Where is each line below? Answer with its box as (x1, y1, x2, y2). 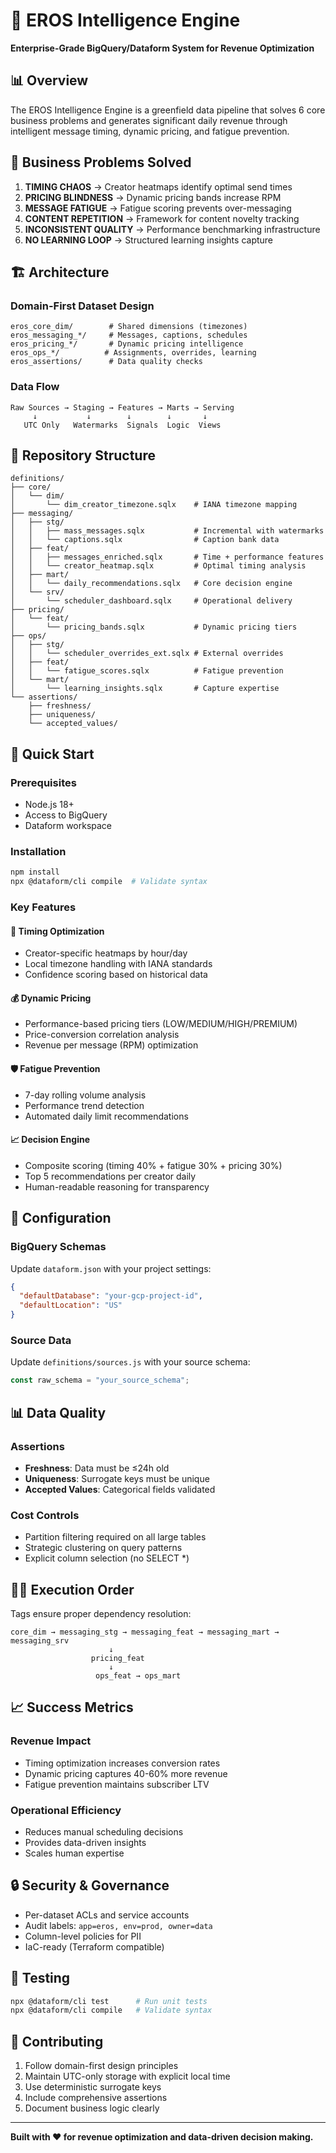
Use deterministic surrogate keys (24, 2081, 162, 2093)
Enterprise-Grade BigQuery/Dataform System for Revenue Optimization (10, 42, 315, 54)
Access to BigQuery (24, 809, 108, 821)
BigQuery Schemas (10, 1240, 107, 1254)
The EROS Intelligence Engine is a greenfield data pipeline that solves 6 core (10, 104, 326, 116)
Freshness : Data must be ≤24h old (24, 1462, 170, 1474)
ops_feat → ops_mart (95, 1670, 182, 1681)
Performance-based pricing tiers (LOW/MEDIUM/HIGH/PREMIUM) (24, 1018, 298, 1030)
